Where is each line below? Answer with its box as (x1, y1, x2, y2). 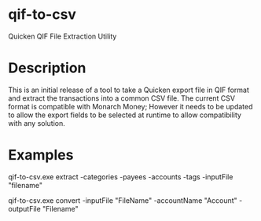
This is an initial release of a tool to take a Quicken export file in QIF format (8, 85, 249, 94)
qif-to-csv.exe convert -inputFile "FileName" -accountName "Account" (8, 195, 237, 205)
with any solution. (8, 118, 65, 127)
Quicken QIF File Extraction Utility (8, 31, 117, 41)
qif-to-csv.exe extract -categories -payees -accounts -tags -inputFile (8, 171, 233, 182)
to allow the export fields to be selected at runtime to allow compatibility (8, 110, 242, 120)
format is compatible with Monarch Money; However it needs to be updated (8, 101, 253, 111)
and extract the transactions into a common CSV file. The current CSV (8, 93, 236, 103)
